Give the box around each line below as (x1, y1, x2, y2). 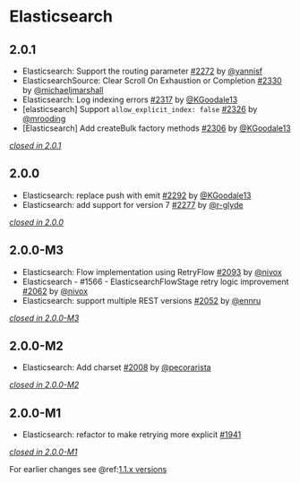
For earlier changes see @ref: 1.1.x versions (9, 464, 167, 475)
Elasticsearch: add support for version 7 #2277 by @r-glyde (21, 199, 244, 210)
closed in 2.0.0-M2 (9, 379, 80, 391)
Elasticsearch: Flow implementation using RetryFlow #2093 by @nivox (21, 266, 282, 277)
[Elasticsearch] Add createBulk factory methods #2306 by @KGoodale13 (21, 123, 291, 134)
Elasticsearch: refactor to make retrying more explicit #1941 (21, 429, 242, 440)
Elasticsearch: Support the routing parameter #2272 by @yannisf (21, 65, 262, 76)
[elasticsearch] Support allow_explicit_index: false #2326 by (21, 104, 258, 114)
